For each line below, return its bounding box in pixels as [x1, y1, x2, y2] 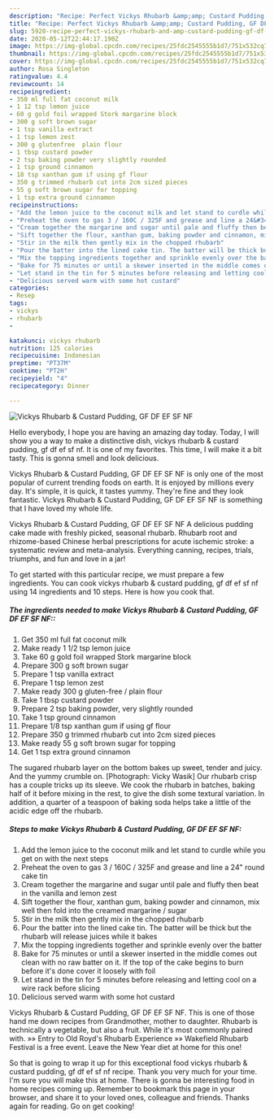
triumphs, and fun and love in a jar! [9, 554, 126, 564]
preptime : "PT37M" [9, 359, 72, 368]
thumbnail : [9, 50, 46, 58]
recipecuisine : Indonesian [9, 351, 101, 360]
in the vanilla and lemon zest [20, 888, 117, 898]
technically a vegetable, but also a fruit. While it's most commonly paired [9, 1025, 253, 1034]
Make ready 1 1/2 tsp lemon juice [20, 643, 131, 653]
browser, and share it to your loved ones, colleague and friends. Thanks [9, 1092, 250, 1102]
